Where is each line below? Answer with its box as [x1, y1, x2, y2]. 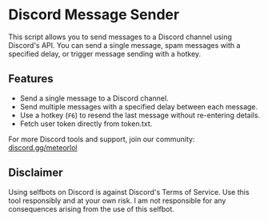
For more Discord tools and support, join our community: [8, 134, 195, 144]
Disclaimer [8, 166, 63, 180]
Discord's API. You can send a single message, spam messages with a [8, 40, 241, 50]
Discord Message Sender [8, 6, 180, 24]
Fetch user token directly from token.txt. [19, 118, 153, 129]
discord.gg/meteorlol [8, 142, 78, 153]
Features [8, 72, 54, 85]
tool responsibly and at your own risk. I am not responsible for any [8, 196, 226, 205]
